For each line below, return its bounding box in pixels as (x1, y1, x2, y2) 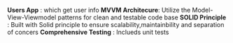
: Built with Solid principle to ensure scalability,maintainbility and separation (7, 21, 225, 28)
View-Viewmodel (7, 13, 57, 21)
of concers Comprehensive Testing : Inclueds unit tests (7, 28, 169, 36)
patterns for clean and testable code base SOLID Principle (57, 13, 227, 21)
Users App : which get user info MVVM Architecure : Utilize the (7, 6, 191, 14)
